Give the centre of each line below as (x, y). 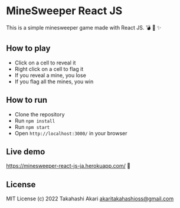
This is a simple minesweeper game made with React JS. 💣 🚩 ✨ (84, 27)
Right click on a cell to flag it (49, 69)
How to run (27, 100)
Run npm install (35, 121)
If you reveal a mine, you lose (50, 75)
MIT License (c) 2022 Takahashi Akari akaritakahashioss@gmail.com (90, 199)
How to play (28, 48)
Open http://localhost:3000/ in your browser (71, 133)
